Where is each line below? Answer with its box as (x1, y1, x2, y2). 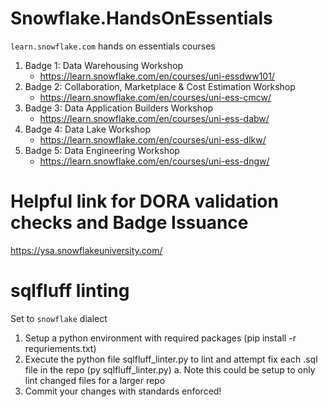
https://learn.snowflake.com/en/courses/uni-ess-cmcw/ (39, 91, 272, 103)
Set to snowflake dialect (10, 312, 108, 324)
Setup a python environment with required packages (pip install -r (24, 332, 297, 344)
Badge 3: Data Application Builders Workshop (24, 102, 214, 114)
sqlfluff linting (10, 280, 130, 302)
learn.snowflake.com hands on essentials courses (10, 40, 216, 52)
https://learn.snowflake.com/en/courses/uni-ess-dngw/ (39, 155, 270, 167)
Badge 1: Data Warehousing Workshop (24, 59, 184, 71)
